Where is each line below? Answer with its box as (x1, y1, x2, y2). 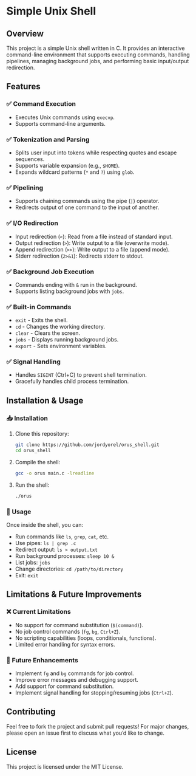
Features (6, 81, 41, 92)
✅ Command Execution (6, 100, 76, 108)
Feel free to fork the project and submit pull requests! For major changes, (6, 723, 189, 730)
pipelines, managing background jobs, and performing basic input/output (6, 58, 189, 64)
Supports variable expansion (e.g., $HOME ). (15, 162, 120, 169)
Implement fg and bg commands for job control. (15, 670, 135, 677)
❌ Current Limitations (6, 608, 71, 616)
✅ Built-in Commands (6, 303, 72, 311)
